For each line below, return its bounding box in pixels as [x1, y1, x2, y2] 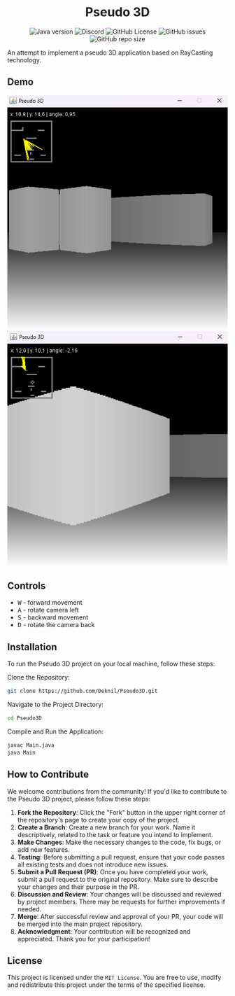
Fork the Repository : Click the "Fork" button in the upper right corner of [17, 808, 226, 816]
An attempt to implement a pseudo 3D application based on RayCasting [7, 48, 213, 57]
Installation [7, 641, 57, 653]
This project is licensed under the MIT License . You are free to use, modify [7, 974, 222, 982]
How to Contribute [7, 769, 90, 780]
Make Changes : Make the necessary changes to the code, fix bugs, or [17, 838, 222, 846]
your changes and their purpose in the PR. [17, 883, 140, 891]
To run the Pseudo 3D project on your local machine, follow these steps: [7, 659, 215, 668]
